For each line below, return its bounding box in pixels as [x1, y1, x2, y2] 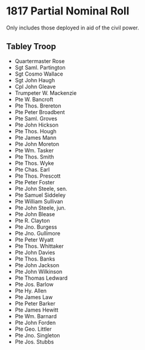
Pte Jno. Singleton [14, 331, 60, 339]
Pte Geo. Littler [14, 325, 52, 333]
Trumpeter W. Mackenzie [14, 89, 77, 97]
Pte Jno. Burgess [14, 223, 57, 231]
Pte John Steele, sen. [14, 185, 67, 192]
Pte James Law [14, 293, 53, 301]
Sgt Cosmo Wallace [14, 70, 64, 77]
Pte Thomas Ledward [14, 274, 68, 282]
